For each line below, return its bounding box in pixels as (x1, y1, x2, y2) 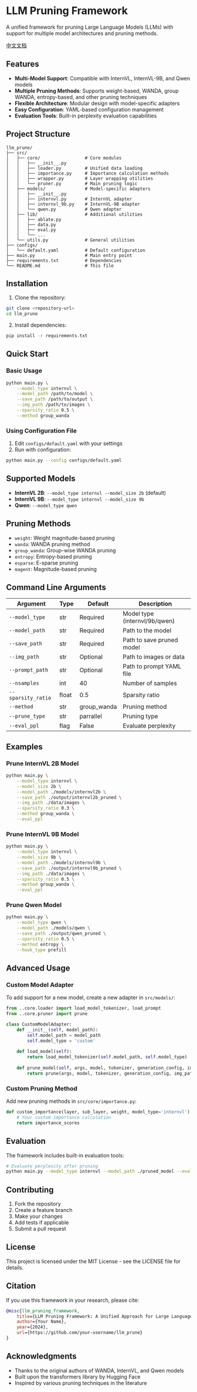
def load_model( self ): (16, 1048, 72, 1055)
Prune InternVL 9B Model (6, 830, 79, 838)
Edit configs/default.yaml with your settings (14, 440, 123, 447)
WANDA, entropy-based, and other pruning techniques (14, 93, 148, 100)
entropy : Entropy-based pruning (14, 553, 92, 560)
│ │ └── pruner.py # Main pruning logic (6, 181, 138, 186)
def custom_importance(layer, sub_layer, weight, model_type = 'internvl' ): (6, 1109, 193, 1115)
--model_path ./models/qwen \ (16, 925, 91, 931)
